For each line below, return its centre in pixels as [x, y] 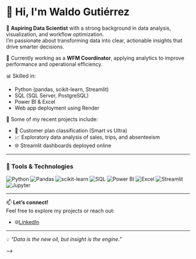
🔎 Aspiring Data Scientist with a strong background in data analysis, [88, 28]
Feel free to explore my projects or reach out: [60, 211]
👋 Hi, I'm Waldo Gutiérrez [68, 12]
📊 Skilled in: [21, 76]
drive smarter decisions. [35, 47]
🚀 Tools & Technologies [40, 166]
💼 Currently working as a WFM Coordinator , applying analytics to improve [95, 58]
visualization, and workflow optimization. [55, 34]
